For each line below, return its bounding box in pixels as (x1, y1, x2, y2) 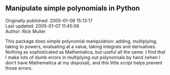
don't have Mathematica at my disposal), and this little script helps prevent (5, 59, 163, 65)
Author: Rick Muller (5, 28, 46, 34)
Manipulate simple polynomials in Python (5, 4, 140, 13)
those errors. (5, 65, 33, 71)
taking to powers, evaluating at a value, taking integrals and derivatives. (5, 43, 157, 50)
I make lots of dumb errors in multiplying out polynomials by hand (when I (5, 54, 160, 60)
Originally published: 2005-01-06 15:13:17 (5, 17, 93, 23)
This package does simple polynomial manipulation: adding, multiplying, (5, 38, 158, 44)
